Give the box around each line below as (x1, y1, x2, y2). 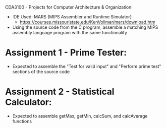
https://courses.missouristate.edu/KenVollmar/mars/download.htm (19, 19, 156, 25)
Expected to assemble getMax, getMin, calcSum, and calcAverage (12, 113, 148, 119)
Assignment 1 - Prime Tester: (5, 47, 127, 59)
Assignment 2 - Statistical (5, 86, 115, 97)
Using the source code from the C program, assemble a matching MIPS (12, 24, 159, 30)
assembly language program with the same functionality (12, 30, 127, 35)
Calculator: (5, 97, 52, 108)
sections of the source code (12, 68, 70, 74)
